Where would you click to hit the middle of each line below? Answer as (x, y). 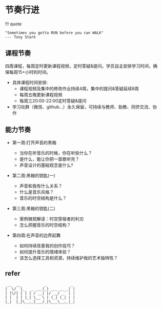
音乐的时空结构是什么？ (43, 198)
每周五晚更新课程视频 (41, 94)
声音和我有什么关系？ (41, 185)
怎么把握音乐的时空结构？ (45, 225)
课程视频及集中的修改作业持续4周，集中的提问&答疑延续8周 (79, 88)
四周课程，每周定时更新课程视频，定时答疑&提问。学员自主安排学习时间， (79, 66)
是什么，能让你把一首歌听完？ (49, 159)
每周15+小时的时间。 (30, 72)
